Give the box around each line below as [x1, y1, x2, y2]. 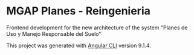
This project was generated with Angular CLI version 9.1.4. [6, 42, 151, 49]
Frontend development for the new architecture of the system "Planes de [6, 24, 188, 31]
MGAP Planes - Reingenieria [6, 4, 151, 18]
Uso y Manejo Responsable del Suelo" [6, 30, 102, 37]
